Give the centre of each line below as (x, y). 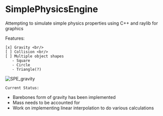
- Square (21, 61)
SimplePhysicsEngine (52, 9)
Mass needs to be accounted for (46, 102)
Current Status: (22, 88)
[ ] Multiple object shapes (35, 56)
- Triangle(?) (27, 69)
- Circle (21, 65)
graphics (14, 28)
